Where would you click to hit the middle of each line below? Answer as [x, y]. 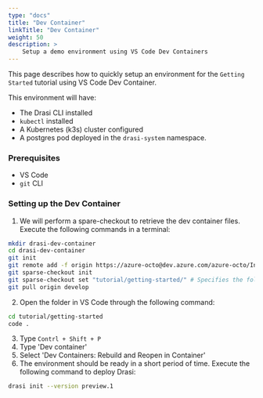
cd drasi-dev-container [47, 251]
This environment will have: [52, 98]
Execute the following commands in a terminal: [95, 229]
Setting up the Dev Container [65, 204]
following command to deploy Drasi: [77, 372]
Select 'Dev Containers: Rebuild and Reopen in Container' [112, 355]
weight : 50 [26, 37]
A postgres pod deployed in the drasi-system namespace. [113, 137]
